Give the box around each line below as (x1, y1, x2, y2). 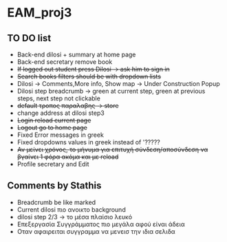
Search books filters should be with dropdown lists (17, 72, 162, 80)
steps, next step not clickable (17, 94, 101, 102)
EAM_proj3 (7, 5, 72, 21)
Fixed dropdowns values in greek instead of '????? (17, 138, 160, 146)
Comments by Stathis (7, 180, 102, 192)
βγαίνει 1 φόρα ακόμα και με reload (17, 153, 119, 161)
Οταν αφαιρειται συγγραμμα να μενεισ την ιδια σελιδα (17, 227, 175, 235)
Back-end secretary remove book (17, 58, 113, 66)
